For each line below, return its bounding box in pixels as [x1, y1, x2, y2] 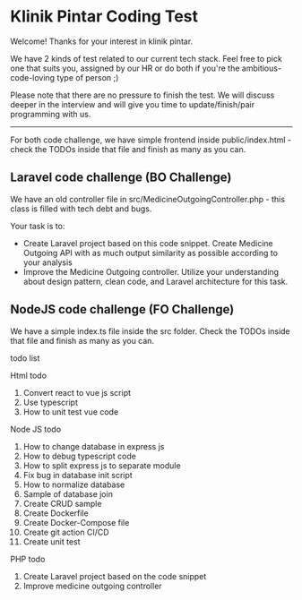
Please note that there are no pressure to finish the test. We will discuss [10, 90, 275, 100]
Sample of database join [22, 488, 113, 499]
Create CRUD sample [22, 498, 102, 509]
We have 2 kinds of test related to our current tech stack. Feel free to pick [10, 53, 283, 64]
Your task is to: [10, 220, 65, 231]
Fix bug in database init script [22, 469, 133, 480]
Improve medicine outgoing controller [22, 580, 162, 591]
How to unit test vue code [22, 406, 119, 417]
